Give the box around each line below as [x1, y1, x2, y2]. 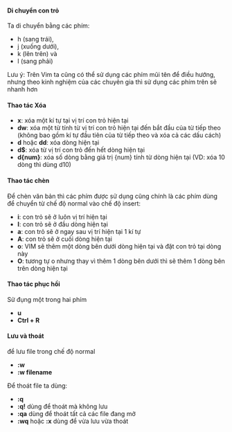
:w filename [17, 368, 53, 377]
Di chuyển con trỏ [7, 6, 60, 15]
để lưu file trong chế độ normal [7, 348, 96, 356]
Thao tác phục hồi [7, 280, 60, 288]
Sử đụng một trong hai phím [7, 295, 87, 303]
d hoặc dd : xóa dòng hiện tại [17, 138, 100, 147]
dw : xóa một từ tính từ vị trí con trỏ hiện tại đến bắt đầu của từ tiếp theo [17, 124, 222, 132]
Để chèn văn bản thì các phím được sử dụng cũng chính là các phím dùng [7, 192, 218, 200]
